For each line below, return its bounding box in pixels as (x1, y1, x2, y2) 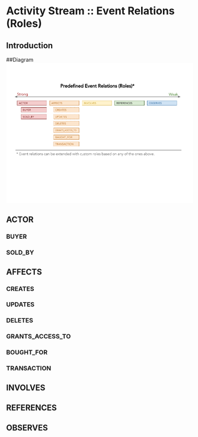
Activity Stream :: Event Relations (6, 4, 175, 18)
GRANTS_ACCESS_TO (6, 332, 71, 341)
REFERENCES (6, 403, 58, 413)
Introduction (6, 40, 53, 50)
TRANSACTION (6, 364, 52, 372)
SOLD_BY (6, 248, 34, 256)
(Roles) (6, 17, 43, 30)
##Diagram (6, 56, 34, 63)
